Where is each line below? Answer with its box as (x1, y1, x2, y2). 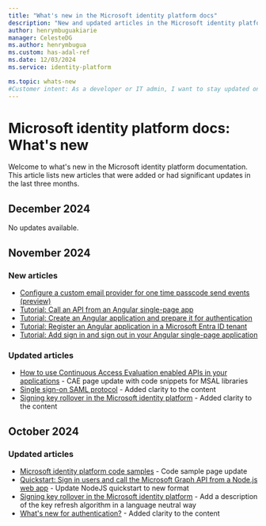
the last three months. (8, 179, 80, 189)
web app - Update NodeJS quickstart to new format (19, 483, 190, 493)
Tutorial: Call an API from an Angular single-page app (19, 305, 194, 314)
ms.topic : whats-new (8, 77, 77, 86)
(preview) (19, 296, 51, 305)
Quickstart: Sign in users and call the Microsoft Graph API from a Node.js (19, 474, 258, 484)
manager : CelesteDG (8, 33, 73, 42)
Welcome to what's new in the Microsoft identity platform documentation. (8, 162, 248, 171)
